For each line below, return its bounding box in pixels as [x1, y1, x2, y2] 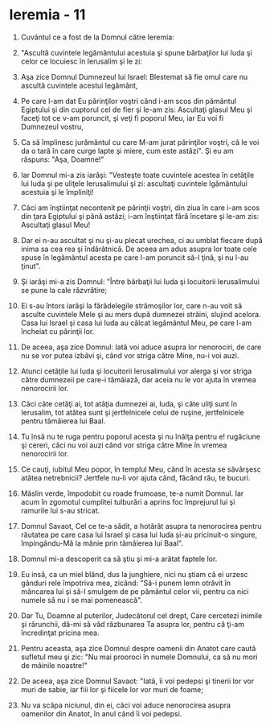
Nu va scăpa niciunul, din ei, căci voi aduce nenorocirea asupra [20, 700, 231, 710]
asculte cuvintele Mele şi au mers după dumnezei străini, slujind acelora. [20, 309, 261, 319]
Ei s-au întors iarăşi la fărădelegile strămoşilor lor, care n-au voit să [20, 300, 243, 311]
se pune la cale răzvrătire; [20, 285, 108, 295]
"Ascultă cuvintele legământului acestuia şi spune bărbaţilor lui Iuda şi [20, 47, 252, 57]
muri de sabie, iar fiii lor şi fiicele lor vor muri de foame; [20, 684, 204, 694]
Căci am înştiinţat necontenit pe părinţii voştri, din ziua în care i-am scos [20, 203, 260, 212]
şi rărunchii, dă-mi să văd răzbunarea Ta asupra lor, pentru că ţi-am [20, 619, 244, 629]
